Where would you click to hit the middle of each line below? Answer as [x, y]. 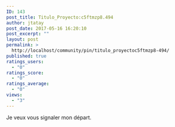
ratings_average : [28, 84]
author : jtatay [25, 23]
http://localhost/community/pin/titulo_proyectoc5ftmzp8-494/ [90, 51]
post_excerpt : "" [28, 34]
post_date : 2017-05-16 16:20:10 [46, 28]
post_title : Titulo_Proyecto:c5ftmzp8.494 [60, 17]
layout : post [22, 39]
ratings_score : [25, 73]
